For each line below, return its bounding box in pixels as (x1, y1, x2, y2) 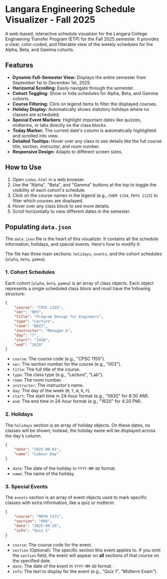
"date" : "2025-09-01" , (14, 447, 61, 452)
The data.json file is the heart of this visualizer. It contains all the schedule (5, 236, 159, 242)
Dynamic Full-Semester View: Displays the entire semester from (12, 74, 146, 80)
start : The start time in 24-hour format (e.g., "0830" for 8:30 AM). (12, 393, 150, 399)
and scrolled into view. (12, 132, 59, 138)
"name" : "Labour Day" (14, 452, 59, 457)
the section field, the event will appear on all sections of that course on (12, 552, 160, 558)
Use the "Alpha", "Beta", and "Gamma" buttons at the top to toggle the (12, 181, 157, 188)
